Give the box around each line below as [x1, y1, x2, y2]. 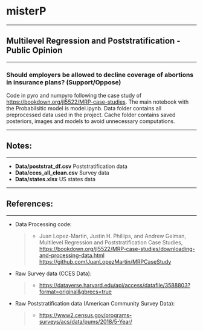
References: [6, 199, 53, 209]
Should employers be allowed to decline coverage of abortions [6, 70, 194, 79]
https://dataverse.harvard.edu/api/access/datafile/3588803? [39, 281, 191, 289]
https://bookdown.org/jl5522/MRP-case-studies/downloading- [39, 245, 195, 252]
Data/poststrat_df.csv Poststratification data [14, 162, 128, 170]
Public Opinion [6, 45, 63, 56]
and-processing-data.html [39, 252, 105, 259]
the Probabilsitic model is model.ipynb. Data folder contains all [6, 105, 162, 112]
